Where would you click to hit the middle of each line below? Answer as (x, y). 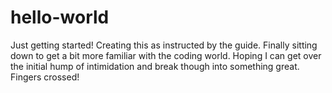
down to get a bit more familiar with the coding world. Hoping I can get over (166, 55)
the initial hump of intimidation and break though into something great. (155, 66)
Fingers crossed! (45, 77)
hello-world (60, 17)
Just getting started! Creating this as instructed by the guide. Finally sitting (164, 45)
